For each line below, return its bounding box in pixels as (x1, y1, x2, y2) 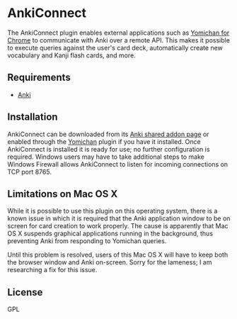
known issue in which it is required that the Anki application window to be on (7, 214, 231, 223)
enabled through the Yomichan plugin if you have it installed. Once (7, 137, 201, 146)
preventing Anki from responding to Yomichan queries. (7, 237, 167, 245)
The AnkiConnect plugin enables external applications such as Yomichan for (7, 28, 230, 37)
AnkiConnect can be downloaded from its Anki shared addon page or (7, 130, 209, 138)
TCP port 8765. (7, 167, 52, 176)
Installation (7, 111, 58, 123)
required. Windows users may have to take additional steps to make (7, 152, 205, 161)
